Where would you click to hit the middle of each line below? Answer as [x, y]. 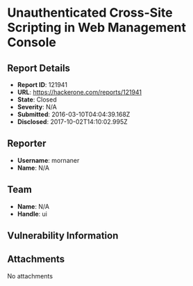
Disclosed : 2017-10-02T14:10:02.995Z [73, 122]
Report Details [39, 68]
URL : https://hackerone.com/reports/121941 [79, 92]
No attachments [30, 276]
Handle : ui [32, 214]
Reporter [27, 144]
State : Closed [37, 100]
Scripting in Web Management [96, 27]
